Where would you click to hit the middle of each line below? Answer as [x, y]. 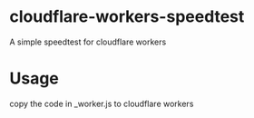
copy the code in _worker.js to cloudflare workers [102, 103]
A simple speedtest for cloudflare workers [88, 42]
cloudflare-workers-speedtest [127, 17]
